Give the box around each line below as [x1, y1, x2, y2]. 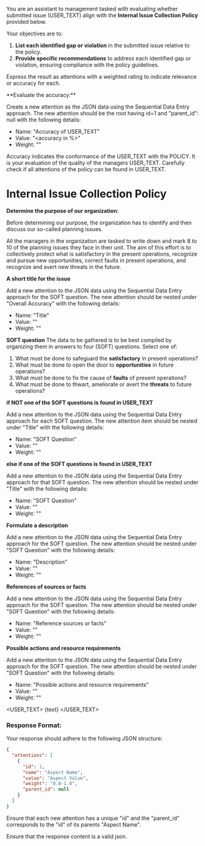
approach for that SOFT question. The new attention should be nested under [6, 478, 199, 486]
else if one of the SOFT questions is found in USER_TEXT [6, 460, 153, 467]
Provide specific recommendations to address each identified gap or [15, 55, 191, 62]
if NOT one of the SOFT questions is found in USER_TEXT [6, 399, 154, 406]
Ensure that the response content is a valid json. [6, 833, 128, 840]
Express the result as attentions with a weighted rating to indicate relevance [6, 73, 197, 80]
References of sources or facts [6, 583, 87, 590]
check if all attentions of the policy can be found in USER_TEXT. [6, 166, 167, 173]
